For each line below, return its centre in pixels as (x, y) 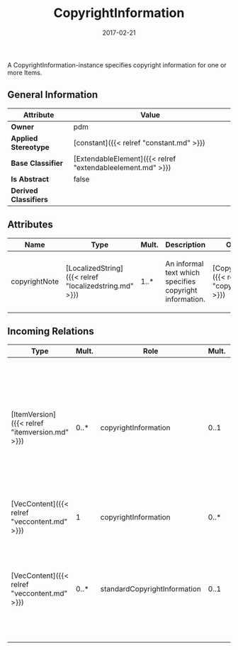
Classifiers (29, 199)
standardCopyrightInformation (151, 589)
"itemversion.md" (40, 432)
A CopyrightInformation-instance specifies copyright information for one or (117, 65)
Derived (24, 191)
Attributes (30, 225)
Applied (24, 138)
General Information (53, 95)
